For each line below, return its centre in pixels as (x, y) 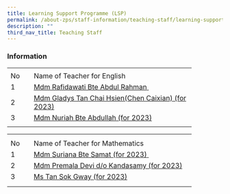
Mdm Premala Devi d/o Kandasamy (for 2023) (108, 166)
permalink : (23, 20)
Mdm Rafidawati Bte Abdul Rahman (90, 87)
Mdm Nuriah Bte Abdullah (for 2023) (93, 118)
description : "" (30, 26)
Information (27, 57)
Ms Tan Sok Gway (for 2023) (81, 177)
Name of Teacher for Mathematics (89, 143)
